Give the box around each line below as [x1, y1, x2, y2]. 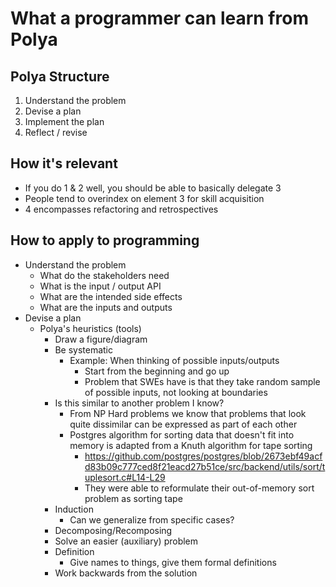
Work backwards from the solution [54, 567, 198, 579]
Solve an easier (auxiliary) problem [54, 535, 199, 547]
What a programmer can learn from [10, 7, 309, 30]
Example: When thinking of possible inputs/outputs [69, 354, 280, 366]
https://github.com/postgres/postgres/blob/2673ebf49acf [84, 450, 323, 462]
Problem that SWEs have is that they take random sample [84, 375, 321, 387]
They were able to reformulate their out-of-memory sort [84, 482, 315, 494]
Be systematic [54, 343, 113, 356]
